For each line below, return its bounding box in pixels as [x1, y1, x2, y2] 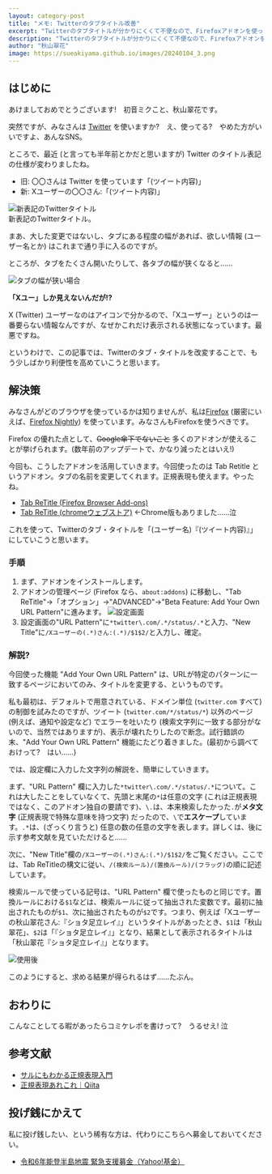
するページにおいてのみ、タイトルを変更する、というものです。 [15, 679, 227, 689]
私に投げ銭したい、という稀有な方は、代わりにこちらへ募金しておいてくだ [8, 1129, 257, 1138]
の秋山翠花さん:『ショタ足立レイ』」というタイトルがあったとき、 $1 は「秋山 [8, 917, 262, 927]
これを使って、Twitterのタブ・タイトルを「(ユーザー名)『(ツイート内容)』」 [8, 524, 257, 534]
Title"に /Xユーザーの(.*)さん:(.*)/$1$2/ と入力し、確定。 [19, 627, 206, 636]
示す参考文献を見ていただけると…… [8, 832, 128, 842]
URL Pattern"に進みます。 [19, 606, 106, 616]
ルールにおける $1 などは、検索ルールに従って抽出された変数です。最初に [15, 897, 257, 907]
